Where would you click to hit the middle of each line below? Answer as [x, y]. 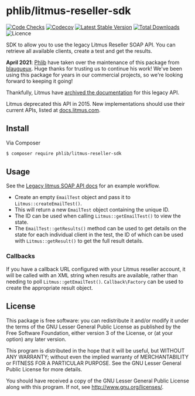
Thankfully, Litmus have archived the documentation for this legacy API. [93, 92]
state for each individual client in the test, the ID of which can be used [99, 235]
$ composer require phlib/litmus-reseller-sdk [64, 153]
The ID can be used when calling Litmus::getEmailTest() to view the [98, 216]
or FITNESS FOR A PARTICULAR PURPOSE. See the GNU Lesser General [94, 363]
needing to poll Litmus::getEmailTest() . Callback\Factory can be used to [95, 281]
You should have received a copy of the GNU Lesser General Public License [97, 381]
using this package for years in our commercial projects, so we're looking [95, 75]
